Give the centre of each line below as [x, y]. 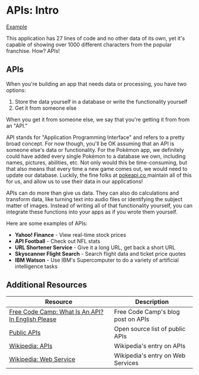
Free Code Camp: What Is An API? [56, 312]
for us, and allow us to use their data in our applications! [75, 181]
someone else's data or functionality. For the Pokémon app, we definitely [95, 150]
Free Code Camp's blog [147, 312]
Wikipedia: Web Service [42, 359]
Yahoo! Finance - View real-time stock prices [70, 234]
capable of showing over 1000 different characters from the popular [89, 45]
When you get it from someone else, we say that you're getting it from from [98, 119]
